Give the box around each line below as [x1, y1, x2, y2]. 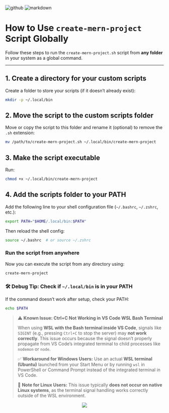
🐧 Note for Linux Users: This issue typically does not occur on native [17, 382, 162, 388]
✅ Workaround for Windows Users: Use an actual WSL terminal [17, 356, 152, 362]
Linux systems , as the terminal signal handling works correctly [17, 387, 148, 393]
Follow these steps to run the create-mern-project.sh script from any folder [5, 49, 163, 55]
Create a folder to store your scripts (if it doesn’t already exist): [5, 87, 136, 93]
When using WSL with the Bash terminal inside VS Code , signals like [17, 325, 162, 331]
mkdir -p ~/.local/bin [5, 97, 53, 102]
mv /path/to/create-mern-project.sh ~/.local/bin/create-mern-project [5, 140, 156, 145]
